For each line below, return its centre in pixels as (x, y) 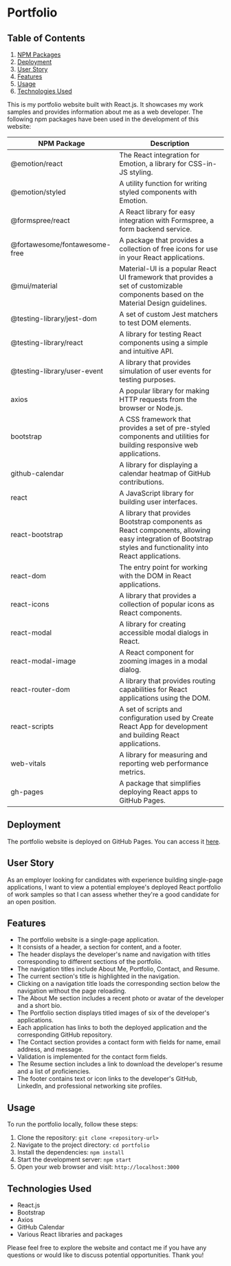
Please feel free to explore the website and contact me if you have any (107, 1248)
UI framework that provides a (166, 277)
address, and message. (50, 1049)
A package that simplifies (160, 783)
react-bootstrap (37, 535)
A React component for (157, 652)
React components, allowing (165, 530)
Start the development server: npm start (74, 1160)
